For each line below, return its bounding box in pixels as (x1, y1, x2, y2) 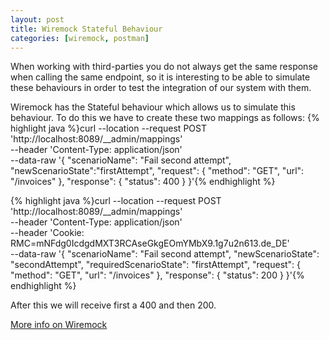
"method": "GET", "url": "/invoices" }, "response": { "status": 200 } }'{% (10, 269, 305, 281)
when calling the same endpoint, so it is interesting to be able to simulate (10, 71, 311, 83)
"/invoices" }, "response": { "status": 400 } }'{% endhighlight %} (10, 176, 276, 188)
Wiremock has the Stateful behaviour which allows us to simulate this (10, 101, 296, 113)
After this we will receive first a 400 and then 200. (10, 299, 217, 311)
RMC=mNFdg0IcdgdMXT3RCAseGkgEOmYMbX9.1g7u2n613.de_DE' (10, 237, 290, 250)
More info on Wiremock (10, 319, 108, 331)
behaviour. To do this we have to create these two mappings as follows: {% (10, 112, 320, 124)
